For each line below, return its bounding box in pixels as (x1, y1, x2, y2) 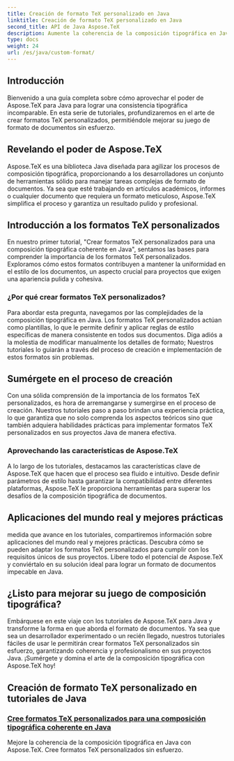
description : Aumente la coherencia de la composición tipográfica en (7, 29, 217, 37)
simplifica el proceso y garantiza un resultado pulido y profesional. (7, 199, 198, 207)
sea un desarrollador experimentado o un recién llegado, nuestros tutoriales (7, 632, 225, 640)
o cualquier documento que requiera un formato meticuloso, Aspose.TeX (7, 191, 216, 200)
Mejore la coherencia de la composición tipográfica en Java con (7, 738, 192, 747)
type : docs (7, 36, 39, 43)
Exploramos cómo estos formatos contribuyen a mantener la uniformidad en (7, 260, 226, 269)
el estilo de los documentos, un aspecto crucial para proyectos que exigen (7, 267, 221, 276)
